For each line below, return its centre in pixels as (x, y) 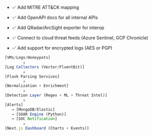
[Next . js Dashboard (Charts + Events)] (47, 128)
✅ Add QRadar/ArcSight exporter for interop (58, 28)
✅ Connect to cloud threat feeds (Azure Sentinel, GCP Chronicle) (80, 38)
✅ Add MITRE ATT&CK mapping (45, 7)
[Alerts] (14, 105)
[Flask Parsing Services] (32, 76)
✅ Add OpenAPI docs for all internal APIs (55, 18)
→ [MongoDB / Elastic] (33, 109)
